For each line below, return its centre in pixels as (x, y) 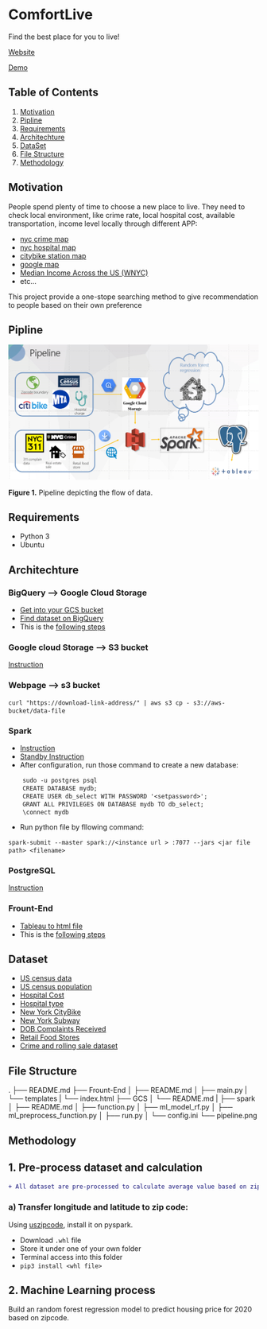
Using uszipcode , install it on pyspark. (71, 1224)
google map (39, 264)
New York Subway (50, 1020)
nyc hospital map (48, 247)
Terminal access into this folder (71, 1257)
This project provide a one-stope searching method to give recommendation (133, 297)
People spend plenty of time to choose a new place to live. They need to (127, 206)
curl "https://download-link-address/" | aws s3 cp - (99, 703)
